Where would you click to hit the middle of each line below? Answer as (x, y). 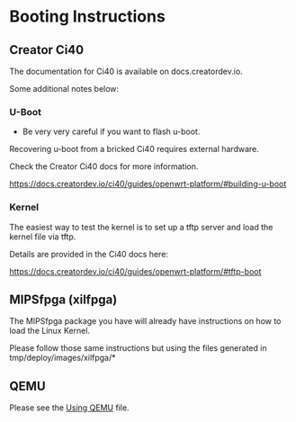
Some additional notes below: (64, 89)
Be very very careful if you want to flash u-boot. (111, 131)
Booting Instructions (88, 17)
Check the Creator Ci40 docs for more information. (104, 166)
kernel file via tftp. (43, 237)
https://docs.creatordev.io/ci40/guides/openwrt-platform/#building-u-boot (148, 184)
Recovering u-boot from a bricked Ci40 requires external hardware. (134, 149)
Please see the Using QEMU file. (69, 408)
